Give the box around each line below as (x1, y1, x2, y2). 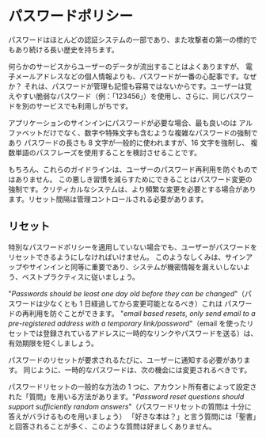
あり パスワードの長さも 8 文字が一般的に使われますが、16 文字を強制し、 (8, 138, 249, 147)
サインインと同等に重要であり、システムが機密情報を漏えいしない (28, 262, 244, 272)
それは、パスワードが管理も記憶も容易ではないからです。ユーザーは (23, 81, 245, 91)
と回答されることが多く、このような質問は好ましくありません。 (8, 421, 216, 431)
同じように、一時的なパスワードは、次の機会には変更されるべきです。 (23, 365, 252, 375)
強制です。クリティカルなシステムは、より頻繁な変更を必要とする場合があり (8, 184, 256, 194)
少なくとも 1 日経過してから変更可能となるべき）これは (42, 299, 223, 308)
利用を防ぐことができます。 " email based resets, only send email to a (28, 308, 256, 318)
